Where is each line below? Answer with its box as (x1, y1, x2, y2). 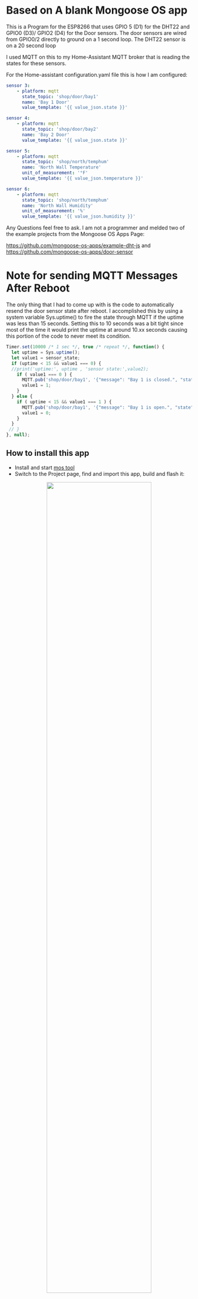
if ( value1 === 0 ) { (16, 371, 72, 377)
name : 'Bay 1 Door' (21, 99, 70, 105)
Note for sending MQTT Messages (6, 269, 178, 283)
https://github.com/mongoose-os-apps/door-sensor (6, 248, 134, 255)
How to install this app (6, 448, 90, 458)
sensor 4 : (6, 115, 31, 121)
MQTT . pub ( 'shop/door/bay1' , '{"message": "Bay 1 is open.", (21, 404, 173, 410)
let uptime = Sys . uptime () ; (11, 349, 81, 355)
